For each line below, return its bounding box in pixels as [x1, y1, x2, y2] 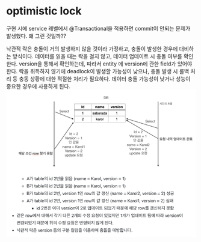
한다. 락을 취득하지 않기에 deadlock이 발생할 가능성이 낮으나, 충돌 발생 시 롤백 [6, 67, 190, 74]
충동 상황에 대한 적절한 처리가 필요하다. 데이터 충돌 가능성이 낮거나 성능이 [19, 75, 191, 82]
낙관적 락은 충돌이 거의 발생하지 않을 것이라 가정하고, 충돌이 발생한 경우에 [6, 45, 178, 52]
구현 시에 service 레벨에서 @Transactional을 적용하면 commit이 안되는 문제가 [6, 25, 191, 32]
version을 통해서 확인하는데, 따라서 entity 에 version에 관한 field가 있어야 [19, 60, 193, 67]
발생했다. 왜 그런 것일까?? [6, 32, 66, 40]
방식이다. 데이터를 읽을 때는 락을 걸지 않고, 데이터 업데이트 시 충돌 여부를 [12, 52, 182, 59]
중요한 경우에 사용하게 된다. [6, 82, 71, 89]
